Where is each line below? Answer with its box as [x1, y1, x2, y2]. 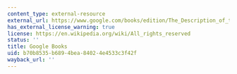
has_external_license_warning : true [7, 23, 115, 30]
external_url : [7, 17, 49, 24]
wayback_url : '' [7, 56, 55, 63]
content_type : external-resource [7, 10, 106, 18]
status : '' [7, 37, 39, 44]
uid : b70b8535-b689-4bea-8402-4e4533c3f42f [7, 50, 138, 57]
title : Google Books [7, 43, 68, 50]
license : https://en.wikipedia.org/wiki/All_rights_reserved [7, 30, 191, 37]
